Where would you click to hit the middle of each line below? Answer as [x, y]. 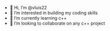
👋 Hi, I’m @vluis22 [28, 8]
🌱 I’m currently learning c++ [38, 18]
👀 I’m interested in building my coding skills [54, 13]
